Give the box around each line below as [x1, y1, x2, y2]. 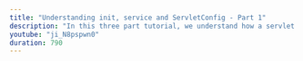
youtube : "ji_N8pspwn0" [9, 30, 100, 39]
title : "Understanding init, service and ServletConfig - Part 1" [9, 13, 267, 22]
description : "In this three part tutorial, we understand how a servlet [9, 22, 296, 30]
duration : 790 [9, 38, 64, 48]
